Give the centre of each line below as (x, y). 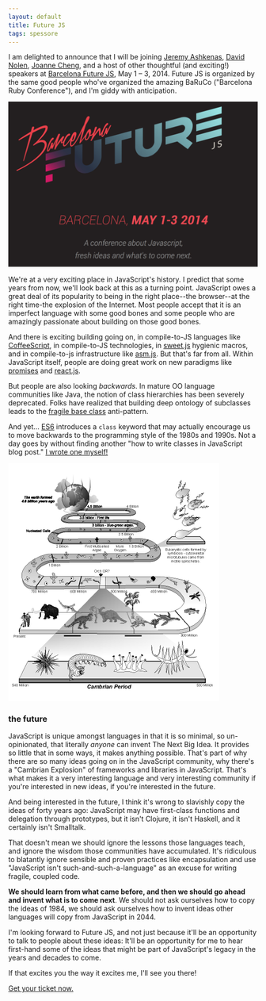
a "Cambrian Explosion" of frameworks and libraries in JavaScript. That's (127, 770)
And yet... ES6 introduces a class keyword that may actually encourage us (129, 427)
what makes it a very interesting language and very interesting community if (132, 778)
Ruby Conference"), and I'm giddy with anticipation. (93, 90)
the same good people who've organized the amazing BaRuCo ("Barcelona (130, 82)
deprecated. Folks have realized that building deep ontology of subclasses (130, 403)
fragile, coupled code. (44, 876)
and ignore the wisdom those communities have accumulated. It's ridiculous (133, 851)
